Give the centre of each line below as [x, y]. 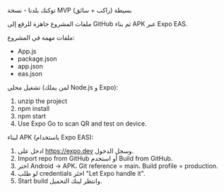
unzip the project [42, 101]
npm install [34, 108]
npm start [31, 116]
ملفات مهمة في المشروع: [41, 37]
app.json [30, 66]
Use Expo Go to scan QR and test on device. [82, 124]
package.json [37, 59]
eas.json [30, 74]
